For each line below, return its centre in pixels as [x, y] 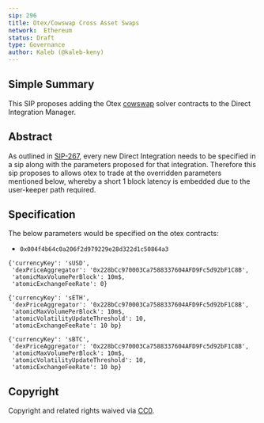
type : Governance [37, 45]
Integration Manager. [42, 112]
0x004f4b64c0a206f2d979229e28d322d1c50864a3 [94, 250]
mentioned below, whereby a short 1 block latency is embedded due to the [129, 181]
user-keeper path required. [52, 189]
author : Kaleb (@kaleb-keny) [56, 52]
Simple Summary [51, 84]
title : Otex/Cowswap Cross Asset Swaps [74, 23]
